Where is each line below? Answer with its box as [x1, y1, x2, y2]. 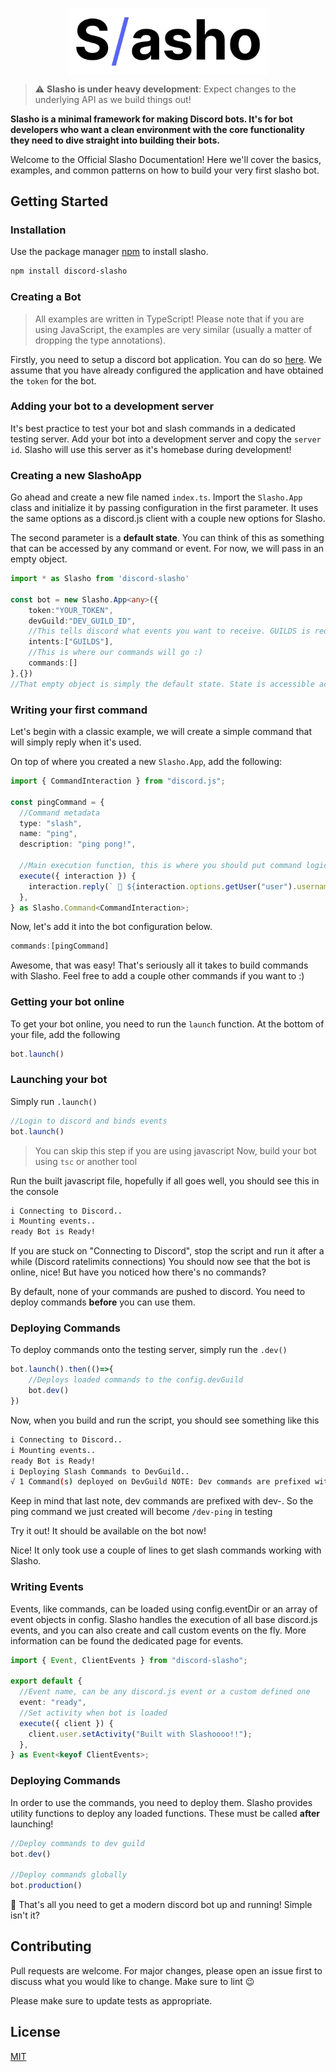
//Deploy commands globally [10, 1870, 128, 1880]
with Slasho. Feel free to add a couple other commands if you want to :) [10, 970, 305, 982]
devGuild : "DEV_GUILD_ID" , [28, 616, 137, 626]
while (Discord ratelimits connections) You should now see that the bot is [10, 1256, 311, 1268]
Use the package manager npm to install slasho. [10, 246, 209, 258]
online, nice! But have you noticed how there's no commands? [10, 1266, 267, 1278]
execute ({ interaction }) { [19, 871, 137, 881]
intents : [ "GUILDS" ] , [28, 637, 114, 647]
